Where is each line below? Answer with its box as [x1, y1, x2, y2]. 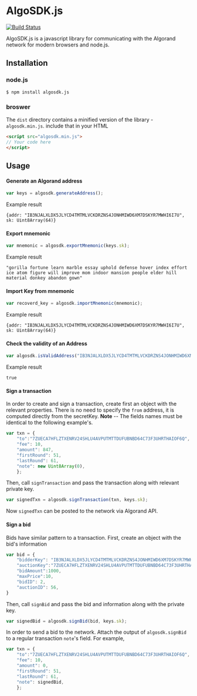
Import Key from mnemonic [6, 287, 74, 294]
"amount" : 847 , [16, 447, 54, 453]
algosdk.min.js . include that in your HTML [6, 122, 108, 129]
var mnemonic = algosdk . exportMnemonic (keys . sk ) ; [6, 243, 130, 249]
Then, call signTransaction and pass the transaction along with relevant [6, 479, 179, 486]
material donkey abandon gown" [6, 275, 83, 281]
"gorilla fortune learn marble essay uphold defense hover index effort [6, 265, 188, 271]
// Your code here [6, 139, 51, 145]
